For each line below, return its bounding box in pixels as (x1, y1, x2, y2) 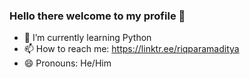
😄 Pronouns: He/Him (23, 57, 112, 69)
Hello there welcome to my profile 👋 (9, 9, 186, 23)
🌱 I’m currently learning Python (23, 32, 152, 44)
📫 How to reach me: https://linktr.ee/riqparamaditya (23, 43, 240, 55)
